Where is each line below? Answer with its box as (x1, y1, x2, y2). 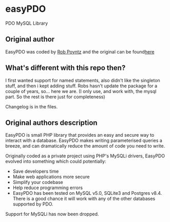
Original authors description (5, 118, 98, 127)
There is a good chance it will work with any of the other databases (12, 196, 156, 202)
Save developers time (12, 168, 59, 175)
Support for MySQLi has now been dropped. (5, 211, 99, 217)
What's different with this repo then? (5, 64, 126, 72)
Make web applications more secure (12, 174, 90, 180)
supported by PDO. (12, 201, 53, 207)
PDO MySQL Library (5, 20, 48, 26)
